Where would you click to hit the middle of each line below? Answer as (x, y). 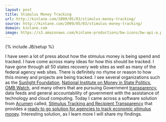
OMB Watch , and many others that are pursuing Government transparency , (81, 88)
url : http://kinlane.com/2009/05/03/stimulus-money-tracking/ (70, 19)
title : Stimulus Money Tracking (38, 14)
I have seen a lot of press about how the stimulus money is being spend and (83, 56)
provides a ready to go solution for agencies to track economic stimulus (78, 109)
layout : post (19, 10)
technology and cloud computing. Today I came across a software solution (81, 98)
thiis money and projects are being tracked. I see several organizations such (83, 77)
